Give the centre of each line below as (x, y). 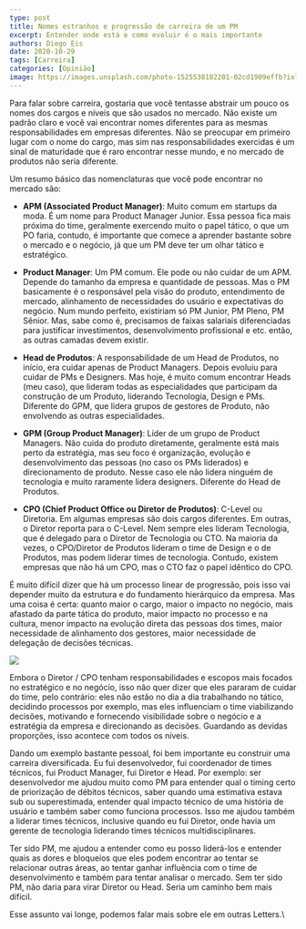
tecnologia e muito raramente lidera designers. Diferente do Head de (151, 481)
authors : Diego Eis (46, 43)
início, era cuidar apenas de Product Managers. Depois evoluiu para (150, 367)
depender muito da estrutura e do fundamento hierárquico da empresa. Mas (153, 594)
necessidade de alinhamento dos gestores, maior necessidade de (133, 633)
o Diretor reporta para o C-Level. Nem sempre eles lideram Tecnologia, (156, 528)
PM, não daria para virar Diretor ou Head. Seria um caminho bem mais (141, 887)
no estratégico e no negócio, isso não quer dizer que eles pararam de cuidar (153, 687)
